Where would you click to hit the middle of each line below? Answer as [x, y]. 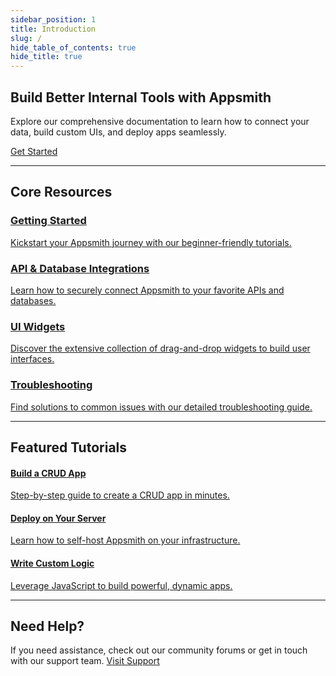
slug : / [26, 38]
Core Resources [61, 192]
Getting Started [48, 221]
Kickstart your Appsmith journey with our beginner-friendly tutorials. [151, 242]
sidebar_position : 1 [53, 19]
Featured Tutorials [69, 447]
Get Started [34, 151]
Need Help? [47, 626]
